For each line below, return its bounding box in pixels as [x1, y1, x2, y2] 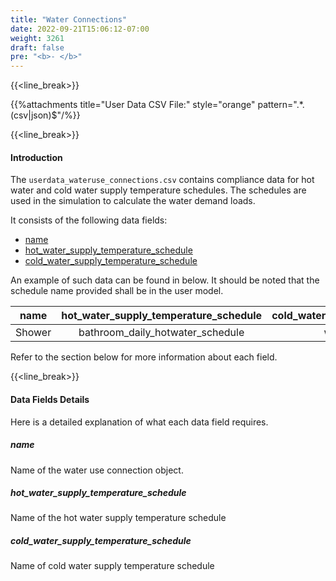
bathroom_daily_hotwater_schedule [78, 326, 245, 340]
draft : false [10, 42, 65, 53]
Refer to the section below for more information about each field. [10, 351, 278, 363]
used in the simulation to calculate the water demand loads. [10, 195, 256, 207]
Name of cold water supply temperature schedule [10, 560, 215, 572]
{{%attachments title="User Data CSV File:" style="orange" [10, 99, 256, 111]
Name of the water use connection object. [10, 464, 184, 476]
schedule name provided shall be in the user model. [10, 285, 224, 297]
